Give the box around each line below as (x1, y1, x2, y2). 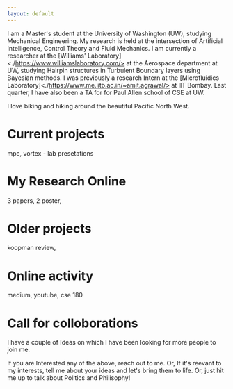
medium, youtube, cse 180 (7, 291, 83, 299)
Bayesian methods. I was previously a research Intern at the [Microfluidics (7, 74, 220, 82)
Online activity (7, 268, 94, 283)
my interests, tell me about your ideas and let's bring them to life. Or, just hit (7, 366, 224, 375)
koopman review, (7, 244, 56, 252)
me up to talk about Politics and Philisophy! (7, 374, 131, 382)
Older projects (7, 220, 92, 236)
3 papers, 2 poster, (7, 196, 62, 205)
